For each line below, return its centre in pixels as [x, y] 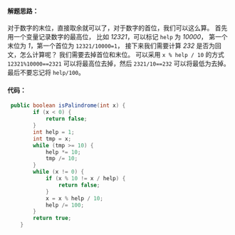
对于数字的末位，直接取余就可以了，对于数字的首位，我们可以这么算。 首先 [117, 28]
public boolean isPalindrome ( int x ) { [68, 106]
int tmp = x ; [52, 139]
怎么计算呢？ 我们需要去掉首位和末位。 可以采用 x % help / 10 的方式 [122, 55]
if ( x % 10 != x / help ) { [85, 179]
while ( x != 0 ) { [58, 172]
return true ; [52, 218]
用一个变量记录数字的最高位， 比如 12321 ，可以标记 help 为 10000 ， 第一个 [117, 37]
